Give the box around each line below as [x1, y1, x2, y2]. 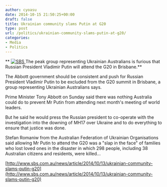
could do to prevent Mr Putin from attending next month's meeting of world [5, 99, 160, 105]
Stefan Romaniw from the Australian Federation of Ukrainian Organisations [5, 134, 158, 140]
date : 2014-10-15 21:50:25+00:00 [5, 12, 75, 17]
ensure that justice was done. [5, 125, 66, 131]
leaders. [5, 104, 22, 110]
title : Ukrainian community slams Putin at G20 [5, 21, 106, 27]
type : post [5, 26, 28, 31]
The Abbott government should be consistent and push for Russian [5, 73, 143, 79]
